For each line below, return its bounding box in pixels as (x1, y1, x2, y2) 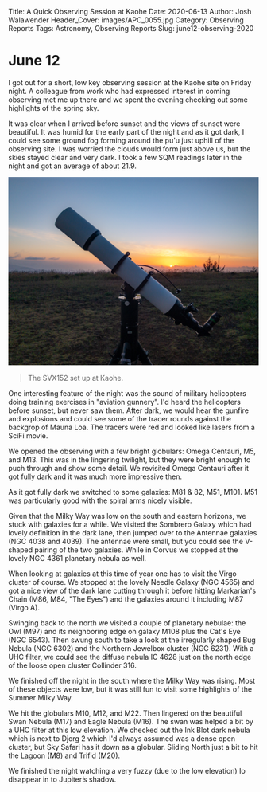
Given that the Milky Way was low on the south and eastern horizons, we (8, 512, 246, 521)
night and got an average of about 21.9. (8, 161, 137, 171)
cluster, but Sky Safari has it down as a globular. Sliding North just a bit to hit (8, 743, 258, 752)
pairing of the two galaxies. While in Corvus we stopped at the (34, 545, 238, 555)
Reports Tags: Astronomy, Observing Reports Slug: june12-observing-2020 (8, 24, 254, 33)
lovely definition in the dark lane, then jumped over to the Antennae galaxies (8, 528, 257, 538)
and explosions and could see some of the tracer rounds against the (8, 414, 232, 424)
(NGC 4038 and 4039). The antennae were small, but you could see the (8, 537, 244, 547)
